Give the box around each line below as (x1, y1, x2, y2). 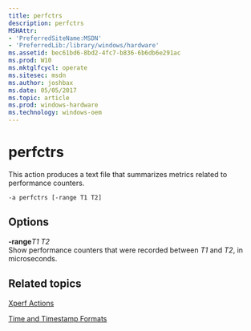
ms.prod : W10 (8, 57, 52, 65)
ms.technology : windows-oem (8, 109, 103, 117)
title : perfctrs (8, 11, 63, 20)
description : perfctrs (8, 19, 84, 27)
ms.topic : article (8, 94, 70, 102)
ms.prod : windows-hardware (8, 101, 99, 109)
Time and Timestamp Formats (8, 313, 107, 323)
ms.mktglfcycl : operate (8, 64, 88, 72)
